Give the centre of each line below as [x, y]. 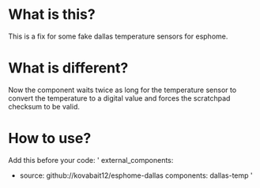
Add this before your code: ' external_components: [91, 160]
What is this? [52, 15]
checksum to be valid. [44, 106]
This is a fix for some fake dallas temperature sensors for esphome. [118, 36]
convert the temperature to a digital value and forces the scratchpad [119, 98]
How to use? [50, 138]
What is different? [68, 68]
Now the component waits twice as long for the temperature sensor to [122, 90]
